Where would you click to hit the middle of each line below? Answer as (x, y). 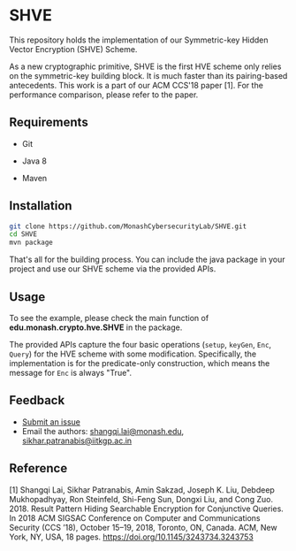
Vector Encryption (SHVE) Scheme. (73, 49)
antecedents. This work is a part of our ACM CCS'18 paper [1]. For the (136, 85)
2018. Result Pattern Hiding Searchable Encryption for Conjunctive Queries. (147, 509)
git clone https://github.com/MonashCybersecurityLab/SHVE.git (128, 226)
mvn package (31, 243)
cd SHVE (23, 234)
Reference (38, 468)
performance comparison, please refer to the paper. (104, 95)
